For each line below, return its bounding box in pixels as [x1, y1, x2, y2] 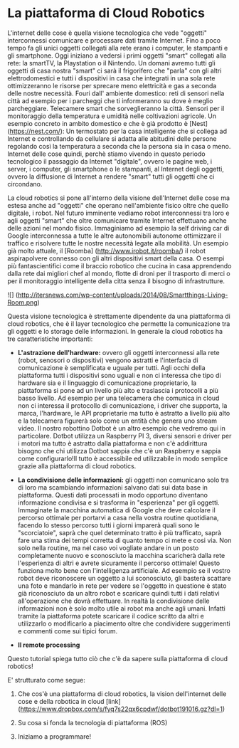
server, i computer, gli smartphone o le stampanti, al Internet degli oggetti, [7, 164, 224, 173]
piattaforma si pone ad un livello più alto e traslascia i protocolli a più [17, 386, 219, 394]
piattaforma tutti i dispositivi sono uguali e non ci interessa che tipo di [17, 371, 222, 379]
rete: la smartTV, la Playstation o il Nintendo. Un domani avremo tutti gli [7, 58, 216, 67]
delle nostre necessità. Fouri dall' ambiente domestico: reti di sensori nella [7, 89, 225, 98]
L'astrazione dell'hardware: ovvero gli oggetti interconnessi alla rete [17, 348, 220, 357]
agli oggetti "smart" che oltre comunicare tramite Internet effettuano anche [7, 216, 227, 225]
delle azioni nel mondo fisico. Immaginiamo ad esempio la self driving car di [7, 223, 230, 232]
